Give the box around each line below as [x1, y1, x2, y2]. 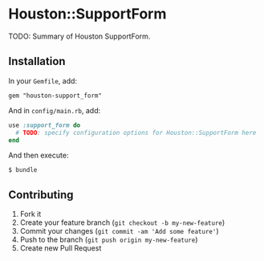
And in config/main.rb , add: [8, 105, 101, 115]
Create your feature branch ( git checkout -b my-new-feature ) [19, 218, 225, 227]
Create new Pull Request [19, 243, 102, 253]
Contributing [8, 188, 74, 202]
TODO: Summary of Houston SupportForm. [8, 31, 151, 41]
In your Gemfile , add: [8, 75, 78, 85]
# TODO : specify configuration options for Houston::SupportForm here [15, 128, 257, 137]
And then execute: [8, 150, 69, 161]
